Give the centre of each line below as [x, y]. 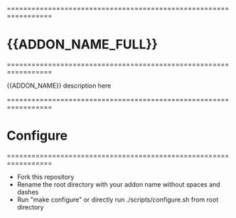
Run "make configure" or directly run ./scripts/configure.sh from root [118, 199]
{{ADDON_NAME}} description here [59, 85]
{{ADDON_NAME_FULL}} [82, 45]
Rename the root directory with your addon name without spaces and [119, 184]
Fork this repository [45, 177]
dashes [28, 192]
